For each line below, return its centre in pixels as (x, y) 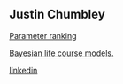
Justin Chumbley (58, 15)
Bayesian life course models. (61, 53)
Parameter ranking (43, 35)
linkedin (23, 70)
